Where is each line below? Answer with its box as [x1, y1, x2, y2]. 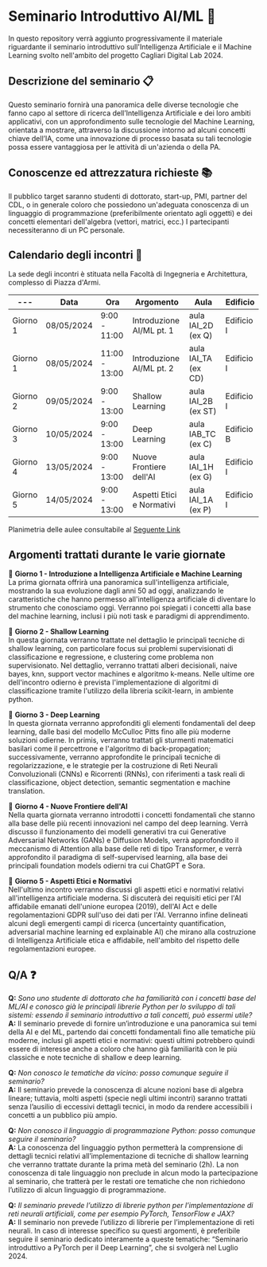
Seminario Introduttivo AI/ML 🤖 [8, 7, 216, 25]
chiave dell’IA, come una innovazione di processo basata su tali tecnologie [8, 133, 252, 143]
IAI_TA [188, 353, 212, 364]
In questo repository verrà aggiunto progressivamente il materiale [8, 33, 222, 43]
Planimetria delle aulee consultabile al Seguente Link [8, 525, 181, 535]
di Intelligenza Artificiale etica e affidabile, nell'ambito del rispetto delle [8, 936, 240, 945]
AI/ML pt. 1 [132, 325, 174, 336]
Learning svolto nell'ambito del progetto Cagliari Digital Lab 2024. [8, 50, 224, 60]
